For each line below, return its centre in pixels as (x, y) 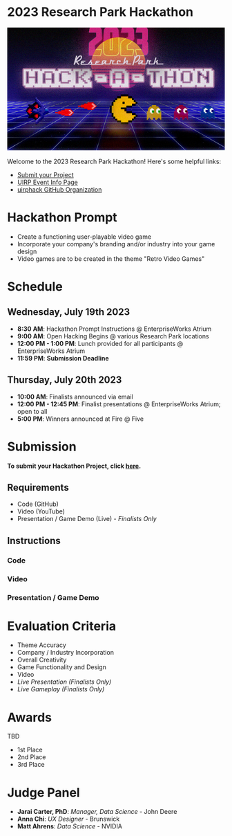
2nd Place (31, 757)
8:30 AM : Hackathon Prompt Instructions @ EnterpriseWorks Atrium (114, 329)
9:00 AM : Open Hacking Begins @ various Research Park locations (113, 336)
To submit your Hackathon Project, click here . (74, 466)
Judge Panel (44, 792)
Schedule (35, 286)
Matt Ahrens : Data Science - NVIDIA (70, 826)
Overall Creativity (42, 660)
